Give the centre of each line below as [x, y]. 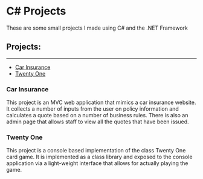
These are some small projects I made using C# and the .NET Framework [97, 28]
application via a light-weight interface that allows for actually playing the [97, 163]
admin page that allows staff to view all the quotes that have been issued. [98, 122]
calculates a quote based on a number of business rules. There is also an [97, 116]
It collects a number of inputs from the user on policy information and [93, 109]
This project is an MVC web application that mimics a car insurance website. [101, 103]
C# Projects [36, 11]
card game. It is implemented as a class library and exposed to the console [99, 157]
